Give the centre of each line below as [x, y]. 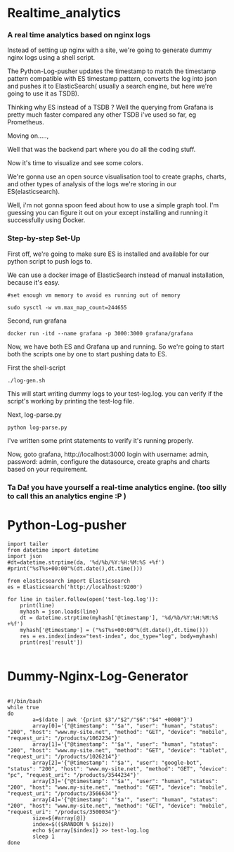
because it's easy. [33, 282]
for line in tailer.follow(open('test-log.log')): [83, 599]
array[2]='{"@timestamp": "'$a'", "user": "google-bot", [117, 763]
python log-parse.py [38, 427]
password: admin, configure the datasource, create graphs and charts [109, 461]
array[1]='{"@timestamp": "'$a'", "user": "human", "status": [125, 744]
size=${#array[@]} [59, 818]
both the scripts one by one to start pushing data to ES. [87, 354]
